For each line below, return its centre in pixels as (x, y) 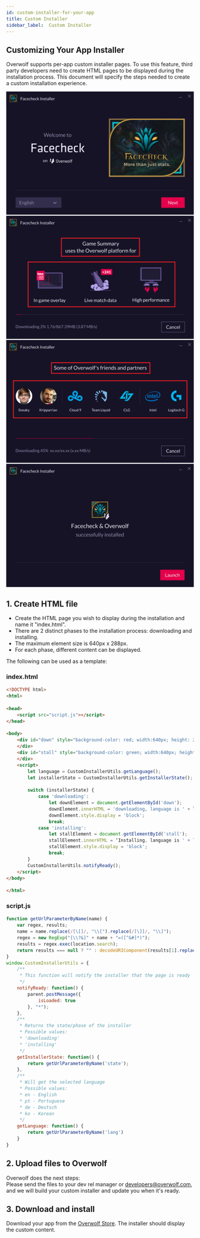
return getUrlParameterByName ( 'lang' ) (76, 1133)
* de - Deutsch (38, 1107)
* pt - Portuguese (42, 1101)
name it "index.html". (40, 624)
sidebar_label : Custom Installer (49, 25)
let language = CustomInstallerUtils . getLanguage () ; (94, 771)
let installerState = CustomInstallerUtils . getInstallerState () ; (110, 778)
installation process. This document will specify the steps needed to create (98, 77)
